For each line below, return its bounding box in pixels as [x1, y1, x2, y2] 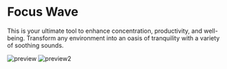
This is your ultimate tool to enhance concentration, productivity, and [7, 27, 203, 35]
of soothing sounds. [7, 41, 64, 49]
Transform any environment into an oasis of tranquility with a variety [26, 33, 220, 42]
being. [7, 33, 25, 42]
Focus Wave [7, 4, 79, 20]
